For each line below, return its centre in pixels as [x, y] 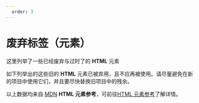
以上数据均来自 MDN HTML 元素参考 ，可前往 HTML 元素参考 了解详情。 [94, 94]
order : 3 [23, 12]
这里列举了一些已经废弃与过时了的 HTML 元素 [63, 61]
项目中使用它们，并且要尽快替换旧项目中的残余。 [72, 81]
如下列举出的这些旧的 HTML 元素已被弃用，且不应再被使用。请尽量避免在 [97, 74]
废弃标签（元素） [49, 43]
